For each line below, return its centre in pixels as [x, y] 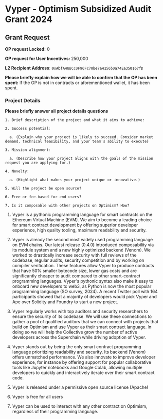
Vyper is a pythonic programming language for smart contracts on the [82, 215]
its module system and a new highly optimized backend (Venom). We [81, 250]
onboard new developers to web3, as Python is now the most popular [82, 286]
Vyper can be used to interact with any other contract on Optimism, [80, 406]
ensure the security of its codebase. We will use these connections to [82, 316]
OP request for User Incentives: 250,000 [47, 59]
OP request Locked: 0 [27, 49]
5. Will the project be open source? [43, 189]
